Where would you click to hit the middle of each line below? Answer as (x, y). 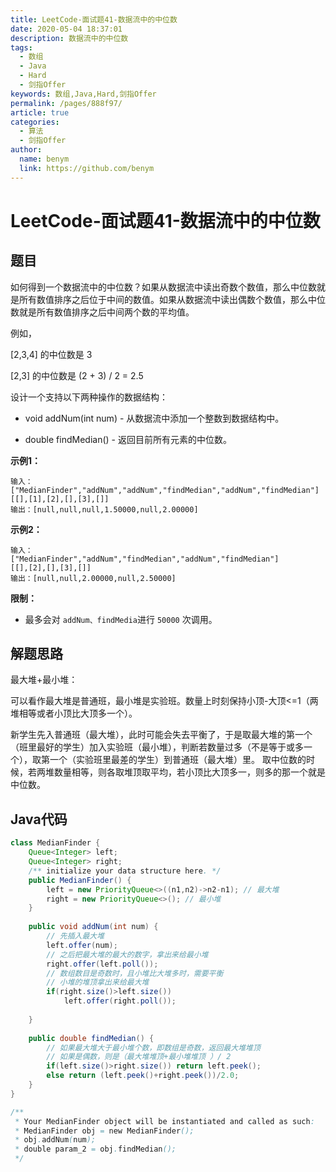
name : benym (44, 159)
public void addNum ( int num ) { (93, 927)
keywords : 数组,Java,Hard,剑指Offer (83, 94)
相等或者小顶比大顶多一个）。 (78, 713)
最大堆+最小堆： (44, 680)
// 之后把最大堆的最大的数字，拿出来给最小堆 (127, 954)
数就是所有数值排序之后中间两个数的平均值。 (102, 312)
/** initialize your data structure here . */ (125, 871)
